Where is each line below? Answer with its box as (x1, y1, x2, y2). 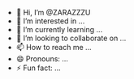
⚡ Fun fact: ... (15, 63, 61, 73)
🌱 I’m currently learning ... (15, 25, 103, 34)
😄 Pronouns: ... (15, 54, 69, 64)
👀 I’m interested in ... (15, 16, 85, 26)
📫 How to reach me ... (15, 43, 92, 52)
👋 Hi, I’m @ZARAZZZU (15, 8, 91, 17)
